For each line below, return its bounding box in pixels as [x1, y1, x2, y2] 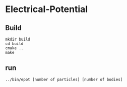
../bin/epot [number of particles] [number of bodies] [5, 77, 123, 82]
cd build [5, 41, 24, 46]
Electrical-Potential [5, 4, 88, 15]
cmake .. [5, 46, 24, 51]
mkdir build [5, 37, 30, 42]
